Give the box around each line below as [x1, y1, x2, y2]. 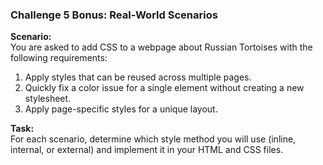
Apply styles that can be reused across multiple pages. [24, 71, 252, 83]
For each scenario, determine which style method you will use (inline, [10, 133, 297, 145]
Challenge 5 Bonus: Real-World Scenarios [10, 8, 218, 22]
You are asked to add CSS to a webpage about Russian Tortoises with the [10, 41, 313, 53]
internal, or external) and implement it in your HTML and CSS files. [10, 144, 284, 156]
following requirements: [10, 52, 108, 64]
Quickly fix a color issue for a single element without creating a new [24, 82, 305, 94]
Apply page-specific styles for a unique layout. [24, 103, 218, 115]
